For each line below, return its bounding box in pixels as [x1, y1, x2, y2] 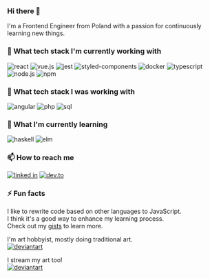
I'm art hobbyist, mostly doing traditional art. [7, 235, 133, 244]
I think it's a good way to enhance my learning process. [7, 214, 164, 223]
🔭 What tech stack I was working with [7, 86, 136, 96]
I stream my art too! [7, 255, 63, 264]
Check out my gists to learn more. [7, 221, 103, 230]
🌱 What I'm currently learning [7, 119, 108, 129]
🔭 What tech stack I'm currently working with [7, 46, 162, 56]
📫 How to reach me [7, 153, 74, 163]
